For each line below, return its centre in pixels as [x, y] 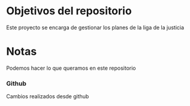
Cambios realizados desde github [48, 96]
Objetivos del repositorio [69, 11]
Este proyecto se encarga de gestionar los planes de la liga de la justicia [95, 27]
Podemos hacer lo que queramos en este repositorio [71, 68]
